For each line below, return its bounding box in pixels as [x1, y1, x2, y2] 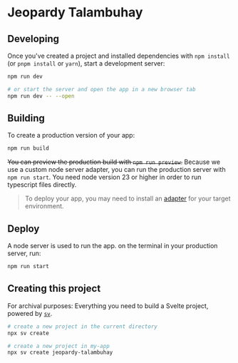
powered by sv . [7, 309, 53, 317]
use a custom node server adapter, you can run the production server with [7, 165, 226, 174]
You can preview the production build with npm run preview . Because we [7, 158, 221, 166]
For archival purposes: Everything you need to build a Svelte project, [7, 301, 209, 310]
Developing [7, 33, 59, 45]
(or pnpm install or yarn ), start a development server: [7, 59, 165, 68]
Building [7, 112, 45, 125]
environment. [24, 202, 64, 210]
